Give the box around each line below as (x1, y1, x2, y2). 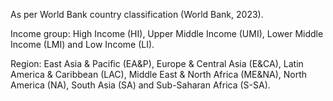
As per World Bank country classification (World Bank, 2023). (10, 9, 264, 20)
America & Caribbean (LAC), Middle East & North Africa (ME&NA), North (10, 69, 308, 80)
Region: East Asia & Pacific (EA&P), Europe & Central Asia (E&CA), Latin (10, 58, 304, 69)
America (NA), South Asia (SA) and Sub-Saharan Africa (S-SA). (10, 79, 271, 91)
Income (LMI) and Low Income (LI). (10, 39, 155, 50)
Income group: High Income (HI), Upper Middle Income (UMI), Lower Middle (10, 28, 324, 39)
